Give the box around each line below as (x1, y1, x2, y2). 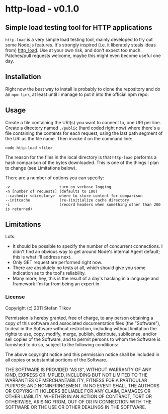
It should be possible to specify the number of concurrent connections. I (12, 243, 163, 249)
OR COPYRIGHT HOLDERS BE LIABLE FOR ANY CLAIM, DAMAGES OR (5, 388, 151, 394)
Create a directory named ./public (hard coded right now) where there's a (5, 125, 160, 131)
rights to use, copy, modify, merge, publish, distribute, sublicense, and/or (5, 331, 157, 337)
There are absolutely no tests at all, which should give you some (12, 265, 146, 271)
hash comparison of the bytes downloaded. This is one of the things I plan (5, 160, 159, 166)
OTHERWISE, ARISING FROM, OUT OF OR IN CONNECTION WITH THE (5, 398, 152, 404)
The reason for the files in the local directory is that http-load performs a (5, 154, 157, 160)
